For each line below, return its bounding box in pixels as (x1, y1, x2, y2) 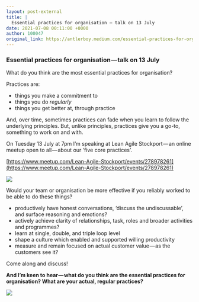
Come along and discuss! (6, 260, 68, 267)
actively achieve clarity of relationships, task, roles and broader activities (14, 217, 193, 224)
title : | (6, 14, 28, 20)
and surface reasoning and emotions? (14, 211, 108, 218)
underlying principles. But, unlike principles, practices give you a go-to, (6, 123, 181, 130)
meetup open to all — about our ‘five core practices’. (6, 146, 132, 154)
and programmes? (14, 223, 60, 231)
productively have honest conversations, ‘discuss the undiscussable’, (14, 205, 184, 212)
